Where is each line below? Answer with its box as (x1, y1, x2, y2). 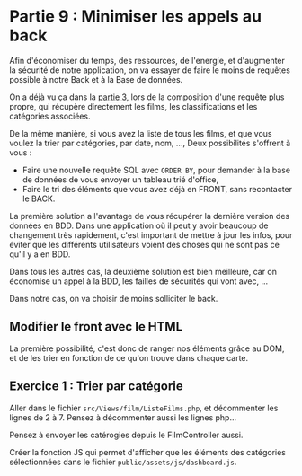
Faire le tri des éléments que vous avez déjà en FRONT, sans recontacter (22, 183, 293, 194)
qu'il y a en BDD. (9, 249, 71, 260)
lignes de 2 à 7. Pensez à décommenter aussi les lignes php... (9, 411, 237, 423)
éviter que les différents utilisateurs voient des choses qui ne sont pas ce (9, 239, 280, 250)
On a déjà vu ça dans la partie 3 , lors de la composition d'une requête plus (9, 92, 285, 102)
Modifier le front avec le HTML (9, 319, 183, 334)
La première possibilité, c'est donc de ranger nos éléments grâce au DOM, (9, 343, 285, 354)
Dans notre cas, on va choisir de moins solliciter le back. (9, 293, 218, 304)
